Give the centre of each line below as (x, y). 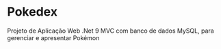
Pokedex (32, 12)
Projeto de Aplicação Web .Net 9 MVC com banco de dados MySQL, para (110, 31)
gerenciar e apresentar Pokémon (53, 37)
